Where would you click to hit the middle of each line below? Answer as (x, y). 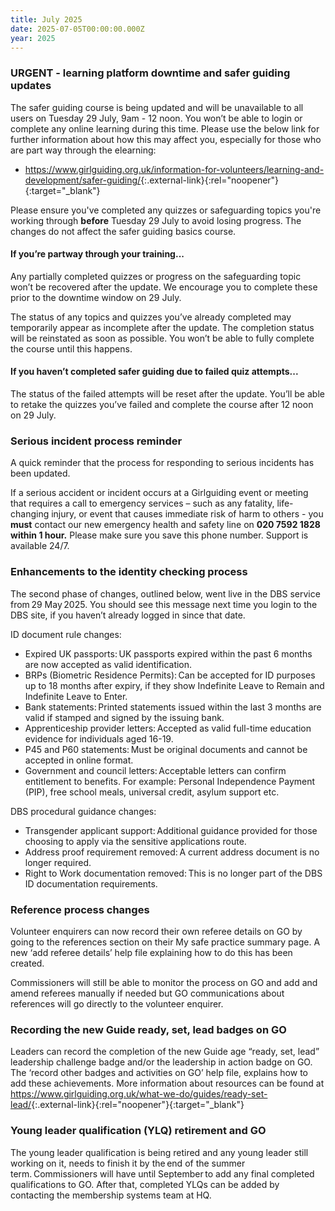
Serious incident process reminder (96, 441)
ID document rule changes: (66, 634)
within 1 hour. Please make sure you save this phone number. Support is (159, 535)
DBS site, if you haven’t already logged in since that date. (128, 615)
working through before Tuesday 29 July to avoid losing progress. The (156, 220)
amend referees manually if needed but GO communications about (147, 993)
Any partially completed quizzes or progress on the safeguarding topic (156, 276)
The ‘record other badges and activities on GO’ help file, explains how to (159, 1073)
